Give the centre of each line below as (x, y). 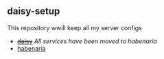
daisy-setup (34, 11)
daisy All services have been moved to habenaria (87, 41)
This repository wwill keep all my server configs (75, 27)
